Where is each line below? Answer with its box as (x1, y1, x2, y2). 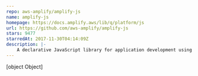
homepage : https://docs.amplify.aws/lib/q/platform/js (6, 19, 145, 25)
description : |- (6, 42, 46, 48)
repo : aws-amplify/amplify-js (6, 8, 81, 15)
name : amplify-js (6, 14, 49, 20)
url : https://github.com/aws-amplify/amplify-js (6, 25, 129, 31)
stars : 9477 (6, 31, 36, 37)
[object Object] (6, 63, 43, 70)
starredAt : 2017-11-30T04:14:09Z (6, 36, 89, 42)
